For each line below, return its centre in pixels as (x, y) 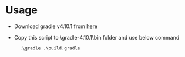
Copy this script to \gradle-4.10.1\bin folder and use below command (97, 37)
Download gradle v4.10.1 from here (56, 26)
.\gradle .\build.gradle (50, 48)
